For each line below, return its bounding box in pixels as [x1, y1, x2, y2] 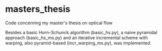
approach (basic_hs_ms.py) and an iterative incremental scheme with [5, 35, 148, 41]
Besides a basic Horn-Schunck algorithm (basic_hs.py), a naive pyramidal [5, 29, 157, 35]
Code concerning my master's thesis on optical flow [5, 20, 113, 26]
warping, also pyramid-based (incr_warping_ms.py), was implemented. [5, 40, 151, 46]
